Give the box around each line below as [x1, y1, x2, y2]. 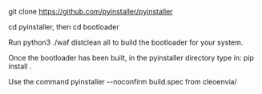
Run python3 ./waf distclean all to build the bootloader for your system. [8, 37, 244, 47]
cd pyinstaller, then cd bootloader [8, 22, 120, 31]
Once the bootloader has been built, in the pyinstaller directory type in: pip [8, 53, 254, 62]
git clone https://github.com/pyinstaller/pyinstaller [8, 7, 174, 16]
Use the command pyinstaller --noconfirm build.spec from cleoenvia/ [8, 77, 238, 86]
